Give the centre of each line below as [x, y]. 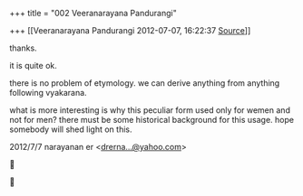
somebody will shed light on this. [71, 129]
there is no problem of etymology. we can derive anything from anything [145, 83]
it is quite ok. [33, 65]
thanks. [24, 48]
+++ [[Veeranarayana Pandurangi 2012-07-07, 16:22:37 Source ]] [130, 30]
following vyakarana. [49, 93]
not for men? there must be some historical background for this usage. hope [152, 120]
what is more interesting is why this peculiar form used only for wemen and [150, 110]
